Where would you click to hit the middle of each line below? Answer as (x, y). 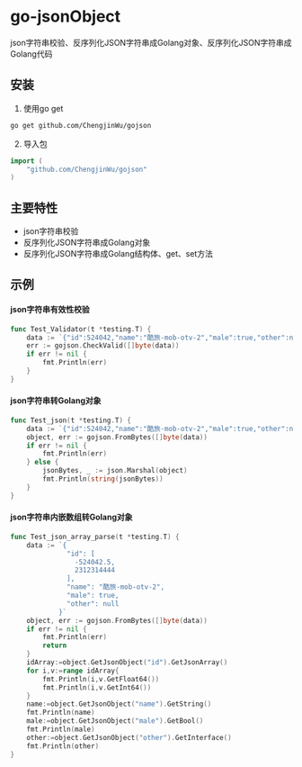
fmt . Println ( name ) (61, 713)
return (55, 645)
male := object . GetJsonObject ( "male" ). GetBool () (115, 721)
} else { (43, 462)
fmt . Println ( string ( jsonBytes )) (103, 479)
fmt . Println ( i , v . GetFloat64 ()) (101, 679)
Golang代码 (31, 54)
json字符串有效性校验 (50, 310)
